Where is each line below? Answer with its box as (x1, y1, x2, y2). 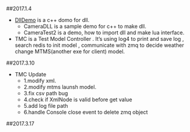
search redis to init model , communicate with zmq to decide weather (14, 41, 184, 49)
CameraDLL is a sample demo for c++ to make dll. (23, 23, 147, 30)
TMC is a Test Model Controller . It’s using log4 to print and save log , (14, 36, 184, 42)
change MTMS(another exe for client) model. (14, 48, 125, 55)
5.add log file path (23, 102, 68, 109)
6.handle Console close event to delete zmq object (23, 109, 148, 115)
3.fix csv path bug (23, 90, 68, 96)
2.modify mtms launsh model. (23, 83, 97, 91)
